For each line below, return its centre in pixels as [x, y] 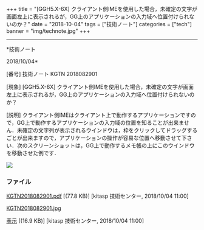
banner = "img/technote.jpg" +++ [48, 31]
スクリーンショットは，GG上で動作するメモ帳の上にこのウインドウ [111, 145]
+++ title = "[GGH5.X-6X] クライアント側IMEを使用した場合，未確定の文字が [102, 9]
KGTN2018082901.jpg [34, 208]
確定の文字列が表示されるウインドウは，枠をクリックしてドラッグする [110, 130]
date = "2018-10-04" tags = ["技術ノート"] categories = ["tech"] [112, 24]
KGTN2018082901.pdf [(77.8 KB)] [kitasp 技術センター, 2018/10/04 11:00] [98, 196]
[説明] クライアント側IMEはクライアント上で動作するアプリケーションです [99, 115]
